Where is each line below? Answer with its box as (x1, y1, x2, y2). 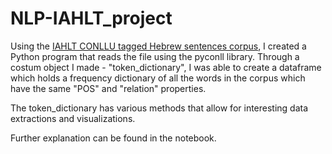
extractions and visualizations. (10, 112, 136, 124)
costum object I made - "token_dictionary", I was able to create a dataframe (10, 61, 322, 73)
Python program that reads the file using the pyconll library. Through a (10, 50, 300, 62)
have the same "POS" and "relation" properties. (10, 82, 207, 94)
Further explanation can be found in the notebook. (10, 132, 217, 144)
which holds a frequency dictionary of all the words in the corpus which (10, 72, 306, 84)
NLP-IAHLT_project (10, 7, 173, 30)
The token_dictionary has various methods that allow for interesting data (10, 102, 309, 114)
